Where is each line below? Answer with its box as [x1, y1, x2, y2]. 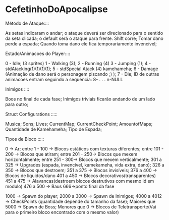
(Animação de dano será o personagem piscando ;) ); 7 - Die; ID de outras [5, 71, 159, 77]
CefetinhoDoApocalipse [5, 4, 108, 15]
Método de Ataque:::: [5, 20, 49, 26]
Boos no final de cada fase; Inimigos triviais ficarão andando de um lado [5, 96, 155, 102]
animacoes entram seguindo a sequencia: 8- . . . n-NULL [5, 76, 124, 82]
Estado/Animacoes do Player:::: [5, 50, 71, 57]
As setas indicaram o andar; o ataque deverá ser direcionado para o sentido [5, 30, 163, 36]
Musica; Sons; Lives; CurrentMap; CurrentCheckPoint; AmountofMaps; [5, 121, 153, 127]
